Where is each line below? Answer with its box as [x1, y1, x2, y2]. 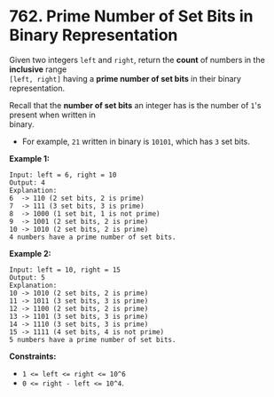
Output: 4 [9, 178, 46, 187]
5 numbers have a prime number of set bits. [9, 335, 176, 344]
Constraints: [9, 351, 57, 361]
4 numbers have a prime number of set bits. [9, 233, 176, 242]
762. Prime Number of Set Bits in [9, 6, 254, 27]
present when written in [9, 109, 96, 120]
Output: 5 [9, 273, 46, 282]
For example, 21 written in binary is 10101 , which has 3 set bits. [21, 136, 251, 147]
